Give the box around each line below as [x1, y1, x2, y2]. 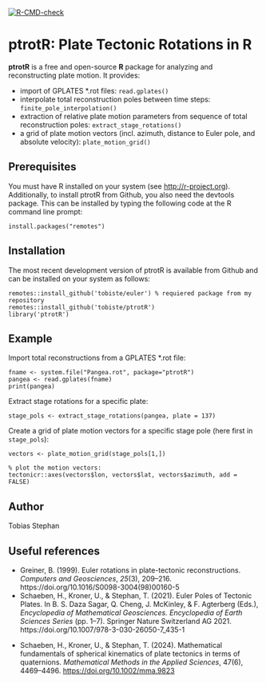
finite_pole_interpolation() [19, 104, 117, 112]
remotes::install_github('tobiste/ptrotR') [8, 303, 156, 311]
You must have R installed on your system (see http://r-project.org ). [8, 181, 230, 191]
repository [8, 296, 45, 304]
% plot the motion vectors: [8, 464, 102, 472]
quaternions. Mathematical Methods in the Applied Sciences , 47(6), [19, 657, 244, 667]
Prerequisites [8, 160, 77, 174]
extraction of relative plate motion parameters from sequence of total [19, 111, 248, 121]
